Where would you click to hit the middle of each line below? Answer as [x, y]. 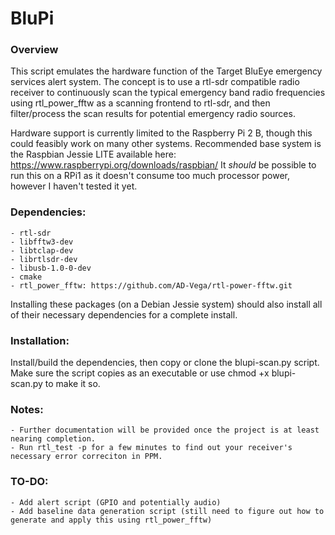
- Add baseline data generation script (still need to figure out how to [167, 511]
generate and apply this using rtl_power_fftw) [111, 520]
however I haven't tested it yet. [74, 186]
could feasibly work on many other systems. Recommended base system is [166, 144]
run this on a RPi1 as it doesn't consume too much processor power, [150, 176]
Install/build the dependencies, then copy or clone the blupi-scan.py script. [165, 363]
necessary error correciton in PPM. [86, 457]
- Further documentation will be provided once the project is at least [165, 430]
